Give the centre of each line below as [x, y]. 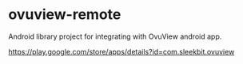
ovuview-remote [65, 15]
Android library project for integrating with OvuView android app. [115, 36]
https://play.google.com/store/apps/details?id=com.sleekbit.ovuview [121, 51]
